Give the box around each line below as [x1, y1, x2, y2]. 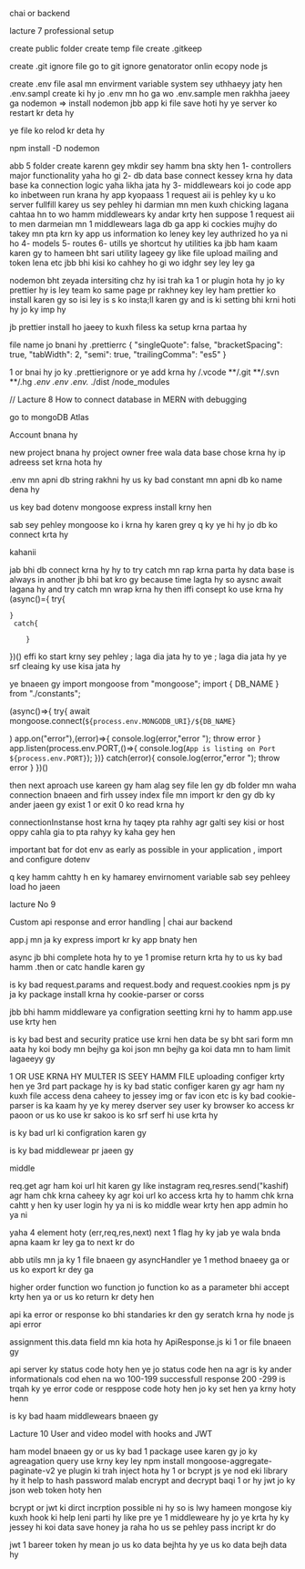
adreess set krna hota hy [9, 457, 103, 468]
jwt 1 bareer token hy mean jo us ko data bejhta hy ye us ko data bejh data [9, 1540, 288, 1550]
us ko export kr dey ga [9, 1264, 94, 1275]
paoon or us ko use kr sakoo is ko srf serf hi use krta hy [9, 1110, 219, 1120]
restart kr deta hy [9, 108, 75, 118]
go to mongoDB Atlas [9, 412, 89, 422]
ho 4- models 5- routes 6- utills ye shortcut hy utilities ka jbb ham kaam [9, 238, 278, 249]
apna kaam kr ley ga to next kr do [9, 1237, 135, 1247]
